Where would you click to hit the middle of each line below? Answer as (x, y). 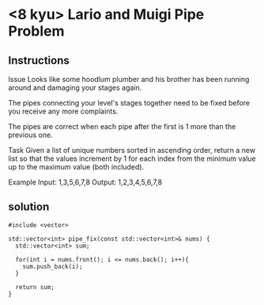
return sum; (35, 287)
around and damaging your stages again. (75, 87)
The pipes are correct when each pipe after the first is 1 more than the (122, 126)
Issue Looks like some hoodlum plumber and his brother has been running (129, 79)
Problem (36, 31)
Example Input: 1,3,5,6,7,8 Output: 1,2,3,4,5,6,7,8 (85, 182)
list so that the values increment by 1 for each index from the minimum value (132, 158)
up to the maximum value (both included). (76, 167)
